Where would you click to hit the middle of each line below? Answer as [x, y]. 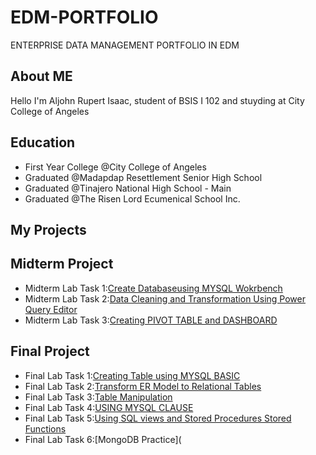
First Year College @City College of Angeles [115, 167]
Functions [45, 428]
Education [43, 142]
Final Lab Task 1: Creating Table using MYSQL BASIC [132, 375]
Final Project [50, 351]
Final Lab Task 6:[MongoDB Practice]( [103, 439]
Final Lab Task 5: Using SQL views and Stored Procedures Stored [158, 418]
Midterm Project [62, 264]
